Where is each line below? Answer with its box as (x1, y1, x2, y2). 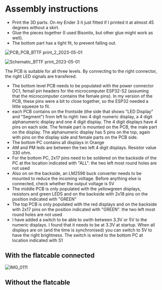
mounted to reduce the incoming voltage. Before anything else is (12, 176, 141, 181)
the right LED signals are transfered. (5, 73, 77, 79)
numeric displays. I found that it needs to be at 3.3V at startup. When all (12, 222, 155, 227)
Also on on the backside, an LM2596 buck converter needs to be (12, 170, 142, 176)
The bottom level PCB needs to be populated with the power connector (12, 82, 154, 88)
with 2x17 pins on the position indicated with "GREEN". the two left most (12, 206, 156, 212)
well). (12, 35, 23, 41)
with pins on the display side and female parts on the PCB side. (12, 134, 138, 140)
